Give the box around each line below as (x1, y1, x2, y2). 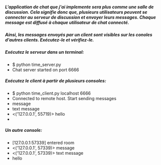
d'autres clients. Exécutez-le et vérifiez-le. (5, 37, 94, 42)
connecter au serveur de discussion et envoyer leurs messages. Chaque (5, 14, 156, 20)
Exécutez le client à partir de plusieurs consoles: (5, 78, 107, 84)
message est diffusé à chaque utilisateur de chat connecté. (5, 20, 130, 25)
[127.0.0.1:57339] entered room (12, 140, 75, 145)
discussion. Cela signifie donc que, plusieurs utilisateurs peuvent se (5, 9, 148, 15)
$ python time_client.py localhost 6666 (12, 90, 91, 96)
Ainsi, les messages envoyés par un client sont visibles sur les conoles (5, 32, 153, 38)
